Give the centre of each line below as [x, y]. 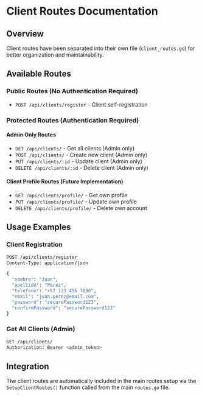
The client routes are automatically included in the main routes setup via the [101, 381]
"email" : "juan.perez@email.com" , [55, 297]
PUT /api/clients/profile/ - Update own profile [76, 202]
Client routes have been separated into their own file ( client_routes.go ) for [101, 48]
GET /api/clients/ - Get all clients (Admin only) [75, 148]
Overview [25, 34]
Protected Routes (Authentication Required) [73, 120]
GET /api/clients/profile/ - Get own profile [71, 195]
